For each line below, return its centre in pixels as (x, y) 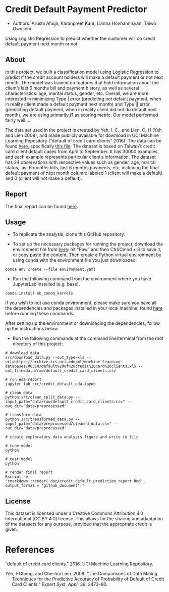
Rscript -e (17, 477)
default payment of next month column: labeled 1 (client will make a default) (84, 173)
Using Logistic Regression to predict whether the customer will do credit (80, 38)
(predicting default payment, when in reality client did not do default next (81, 109)
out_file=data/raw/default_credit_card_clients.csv (61, 371)
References (30, 550)
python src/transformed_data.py (39, 420)
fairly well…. (18, 120)
